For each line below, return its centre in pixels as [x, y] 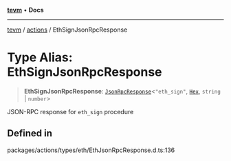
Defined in [30, 133]
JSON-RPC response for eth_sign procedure [70, 111]
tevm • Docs [25, 10]
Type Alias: [40, 57]
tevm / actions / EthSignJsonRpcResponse [67, 30]
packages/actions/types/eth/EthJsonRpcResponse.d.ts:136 [91, 150]
